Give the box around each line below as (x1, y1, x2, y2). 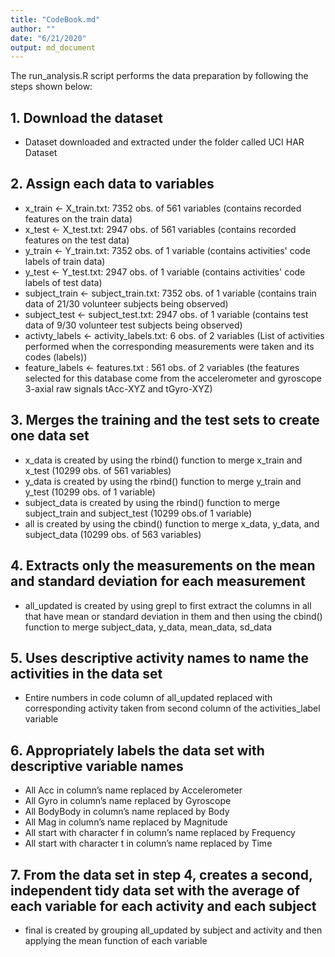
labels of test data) (24, 276, 103, 288)
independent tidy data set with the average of (10, 882, 301, 899)
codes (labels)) (24, 351, 88, 363)
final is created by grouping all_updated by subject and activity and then (24, 924, 323, 936)
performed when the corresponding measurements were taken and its (24, 340, 315, 352)
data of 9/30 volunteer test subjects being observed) (24, 319, 243, 331)
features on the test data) (24, 234, 130, 246)
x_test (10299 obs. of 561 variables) (24, 464, 172, 476)
